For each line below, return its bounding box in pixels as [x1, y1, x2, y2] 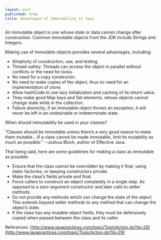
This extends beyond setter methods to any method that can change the [12, 200, 156, 206]
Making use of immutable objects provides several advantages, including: [5, 49, 152, 55]
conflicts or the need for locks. [12, 69, 73, 75]
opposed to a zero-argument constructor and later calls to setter [12, 184, 141, 190]
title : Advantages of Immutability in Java [5, 16, 94, 21]
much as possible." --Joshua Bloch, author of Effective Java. [5, 139, 126, 145]
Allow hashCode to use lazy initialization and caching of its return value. [12, 89, 156, 95]
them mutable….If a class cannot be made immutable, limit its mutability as [5, 134, 154, 140]
